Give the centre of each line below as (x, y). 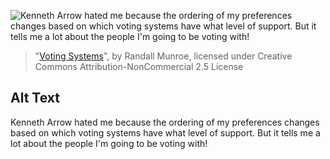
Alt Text (35, 98)
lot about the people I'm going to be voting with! (109, 143)
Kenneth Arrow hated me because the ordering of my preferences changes (165, 122)
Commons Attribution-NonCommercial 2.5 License (139, 66)
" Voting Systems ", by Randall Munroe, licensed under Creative (163, 56)
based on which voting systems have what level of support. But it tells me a (165, 132)
